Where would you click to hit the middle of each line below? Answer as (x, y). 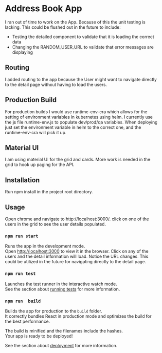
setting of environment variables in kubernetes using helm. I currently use (79, 117)
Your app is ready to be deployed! (39, 336)
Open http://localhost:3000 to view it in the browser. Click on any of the (77, 251)
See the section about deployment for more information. (61, 345)
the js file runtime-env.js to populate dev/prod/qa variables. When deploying (81, 122)
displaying (22, 52)
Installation (22, 180)
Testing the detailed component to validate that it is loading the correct (83, 37)
